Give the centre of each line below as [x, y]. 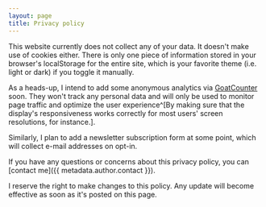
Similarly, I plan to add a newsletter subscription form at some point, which [132, 137]
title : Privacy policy [46, 23]
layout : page [30, 16]
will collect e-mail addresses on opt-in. [73, 146]
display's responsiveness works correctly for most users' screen [116, 113]
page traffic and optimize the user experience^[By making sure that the [127, 105]
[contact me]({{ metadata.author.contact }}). [82, 170]
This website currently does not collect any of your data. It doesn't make [129, 46]
